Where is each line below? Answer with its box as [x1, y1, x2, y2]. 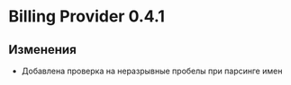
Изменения [8, 42, 77, 57]
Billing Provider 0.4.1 [8, 6, 166, 27]
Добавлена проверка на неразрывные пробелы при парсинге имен [21, 65, 283, 76]
